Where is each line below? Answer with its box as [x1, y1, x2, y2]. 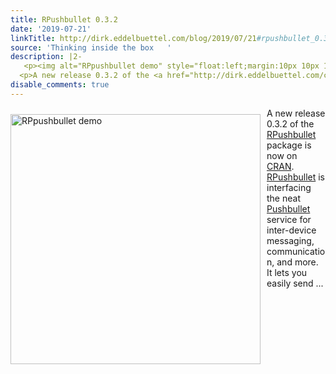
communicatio [266, 245, 326, 257]
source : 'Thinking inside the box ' [10, 42, 172, 53]
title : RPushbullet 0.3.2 [10, 14, 118, 25]
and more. [276, 256, 319, 268]
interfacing [266, 181, 312, 193]
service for [266, 213, 312, 225]
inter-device [266, 224, 317, 236]
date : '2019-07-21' [10, 24, 92, 34]
